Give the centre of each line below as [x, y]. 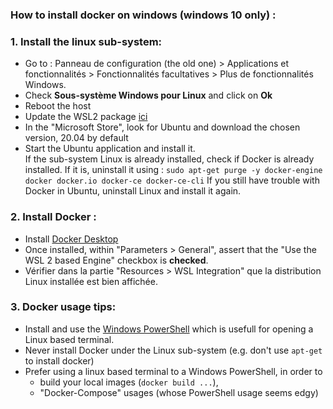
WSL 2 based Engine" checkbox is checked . [116, 260]
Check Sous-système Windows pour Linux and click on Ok [148, 95]
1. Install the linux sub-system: [86, 41]
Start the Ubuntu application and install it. [110, 149]
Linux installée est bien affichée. [91, 281]
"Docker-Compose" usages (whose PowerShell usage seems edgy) [179, 392]
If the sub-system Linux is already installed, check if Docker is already [169, 159]
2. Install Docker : [53, 217]
